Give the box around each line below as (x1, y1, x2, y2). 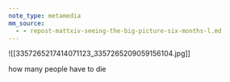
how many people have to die (8, 64, 107, 74)
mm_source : (8, 19, 45, 27)
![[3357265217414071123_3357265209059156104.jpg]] (8, 49, 191, 59)
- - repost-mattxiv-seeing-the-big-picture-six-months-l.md (15, 27, 222, 35)
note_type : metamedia (8, 11, 82, 20)
